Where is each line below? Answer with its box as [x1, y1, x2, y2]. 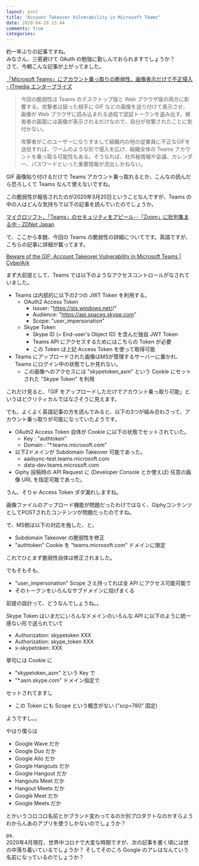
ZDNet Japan [21, 221, 55, 228]
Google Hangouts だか [14, 762, 70, 769]
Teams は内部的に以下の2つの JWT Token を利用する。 [14, 291, 150, 299]
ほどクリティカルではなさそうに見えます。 [16, 396, 120, 403]
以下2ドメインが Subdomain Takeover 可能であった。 [14, 448, 146, 456]
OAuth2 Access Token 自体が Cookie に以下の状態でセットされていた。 [14, 429, 190, 436]
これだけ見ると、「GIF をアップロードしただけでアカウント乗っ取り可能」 [6, 388, 185, 395]
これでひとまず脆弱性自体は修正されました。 [6, 554, 116, 561]
